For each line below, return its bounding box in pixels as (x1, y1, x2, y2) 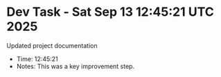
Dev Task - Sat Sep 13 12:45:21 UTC (6, 4, 214, 20)
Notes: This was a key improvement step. (16, 62, 135, 70)
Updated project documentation (6, 41, 98, 49)
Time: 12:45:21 (16, 54, 58, 63)
